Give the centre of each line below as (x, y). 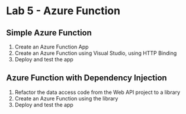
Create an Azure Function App (52, 47)
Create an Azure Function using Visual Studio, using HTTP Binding (96, 53)
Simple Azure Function (49, 33)
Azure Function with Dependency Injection (86, 78)
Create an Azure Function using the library (66, 98)
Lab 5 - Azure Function (63, 11)
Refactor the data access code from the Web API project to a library (97, 92)
